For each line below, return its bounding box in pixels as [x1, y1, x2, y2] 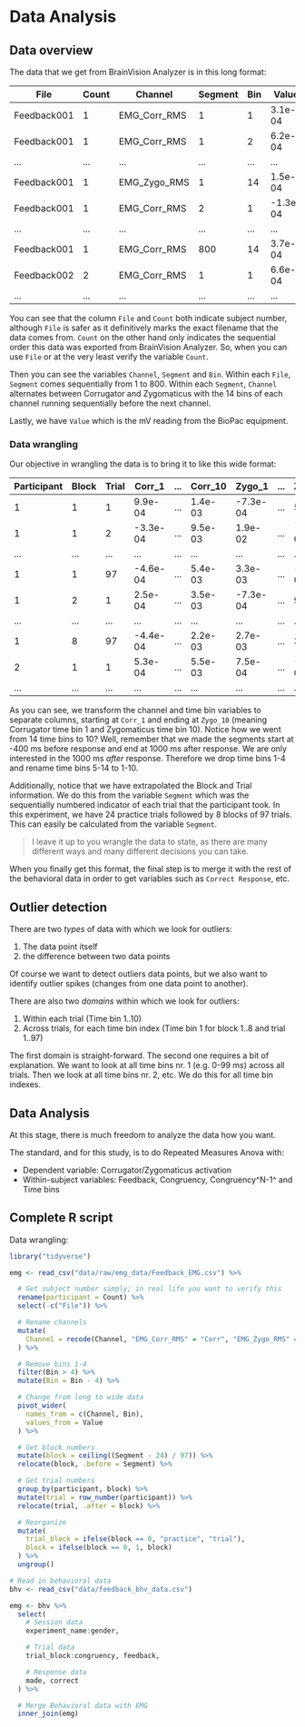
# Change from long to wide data [17, 1393, 144, 1402]
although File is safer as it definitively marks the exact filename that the [9, 322, 279, 333]
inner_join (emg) [17, 1709, 79, 1719]
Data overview [9, 43, 93, 58]
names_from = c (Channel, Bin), [25, 1409, 144, 1418]
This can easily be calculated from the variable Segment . [9, 819, 218, 829]
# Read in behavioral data [9, 1576, 112, 1585]
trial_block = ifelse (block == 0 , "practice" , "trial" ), [25, 1535, 246, 1544]
